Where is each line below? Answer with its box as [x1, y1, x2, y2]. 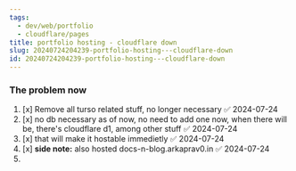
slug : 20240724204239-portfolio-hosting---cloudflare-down [9, 46, 234, 55]
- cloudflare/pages [17, 29, 90, 38]
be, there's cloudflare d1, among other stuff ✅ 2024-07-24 [21, 124, 238, 134]
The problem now [9, 84, 87, 96]
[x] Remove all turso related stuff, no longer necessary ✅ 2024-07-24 [21, 104, 278, 115]
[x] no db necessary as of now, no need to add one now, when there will [21, 114, 288, 125]
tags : [9, 12, 29, 22]
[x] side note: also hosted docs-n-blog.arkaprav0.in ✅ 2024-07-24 [21, 143, 270, 154]
